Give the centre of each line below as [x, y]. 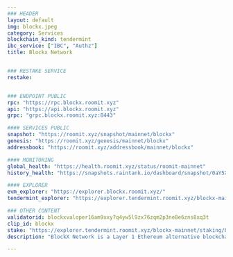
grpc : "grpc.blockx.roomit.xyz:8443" [62, 115]
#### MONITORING [31, 160]
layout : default [31, 20]
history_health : [31, 173]
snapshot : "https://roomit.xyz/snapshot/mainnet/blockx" [91, 135]
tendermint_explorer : [38, 199]
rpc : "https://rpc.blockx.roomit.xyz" [63, 102]
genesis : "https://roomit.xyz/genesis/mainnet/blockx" [88, 141]
